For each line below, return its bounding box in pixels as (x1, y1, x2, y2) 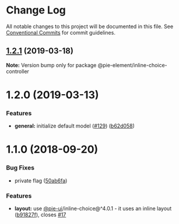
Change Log (6, 4, 66, 17)
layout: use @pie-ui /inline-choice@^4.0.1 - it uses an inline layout (14, 205, 172, 212)
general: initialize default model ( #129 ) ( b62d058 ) (14, 122, 135, 129)
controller (6, 68, 29, 75)
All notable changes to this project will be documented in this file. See (6, 23, 174, 30)
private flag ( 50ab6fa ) (14, 177, 68, 184)
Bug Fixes (6, 164, 35, 172)
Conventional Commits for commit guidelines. (6, 29, 115, 36)
